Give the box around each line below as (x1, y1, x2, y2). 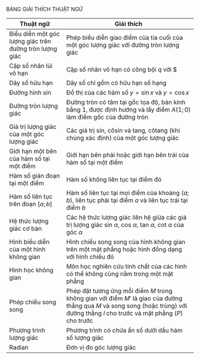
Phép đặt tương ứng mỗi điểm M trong (66, 287, 173, 295)
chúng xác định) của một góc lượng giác (66, 134, 179, 142)
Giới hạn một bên (9, 147, 57, 155)
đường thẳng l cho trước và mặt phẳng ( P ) (66, 309, 183, 317)
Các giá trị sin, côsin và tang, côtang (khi (66, 127, 180, 134)
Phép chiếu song (9, 298, 57, 306)
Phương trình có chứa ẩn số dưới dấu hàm (66, 326, 183, 334)
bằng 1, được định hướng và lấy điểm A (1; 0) (66, 106, 191, 114)
